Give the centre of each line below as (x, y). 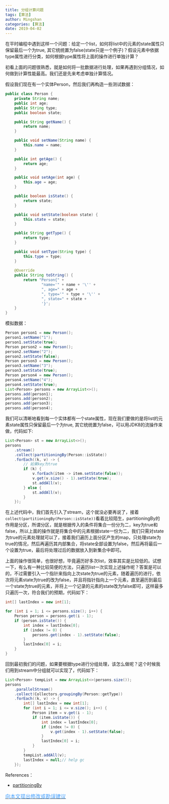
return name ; (37, 127)
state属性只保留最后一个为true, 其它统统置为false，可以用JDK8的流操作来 (86, 425)
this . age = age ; (40, 182)
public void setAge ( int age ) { (47, 178)
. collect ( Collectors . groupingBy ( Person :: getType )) (69, 694)
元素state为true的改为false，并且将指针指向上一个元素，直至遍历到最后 (88, 580)
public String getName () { (43, 122)
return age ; (36, 164)
